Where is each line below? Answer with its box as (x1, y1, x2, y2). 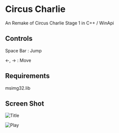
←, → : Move (5, 57, 31, 63)
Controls (5, 34, 33, 43)
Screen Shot (5, 99, 44, 108)
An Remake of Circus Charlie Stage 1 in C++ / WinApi (5, 20, 115, 26)
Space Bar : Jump (5, 47, 42, 53)
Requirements (5, 72, 50, 80)
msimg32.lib (5, 85, 31, 91)
